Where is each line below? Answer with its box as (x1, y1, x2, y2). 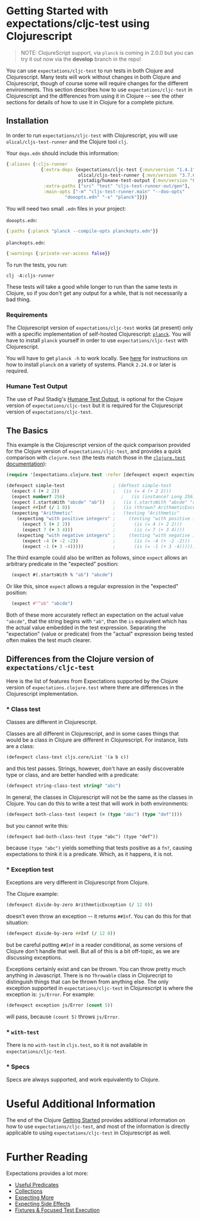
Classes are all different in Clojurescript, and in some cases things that (6, 730, 179, 737)
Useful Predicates (14, 1182, 59, 1189)
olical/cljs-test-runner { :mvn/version (78, 172, 177, 178)
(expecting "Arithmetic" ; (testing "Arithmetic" (11, 510, 180, 516)
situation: (6, 919, 29, 926)
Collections (14, 1187, 43, 1195)
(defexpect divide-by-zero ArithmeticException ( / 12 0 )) (6, 902, 153, 908)
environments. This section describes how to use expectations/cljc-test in (6, 86, 193, 93)
